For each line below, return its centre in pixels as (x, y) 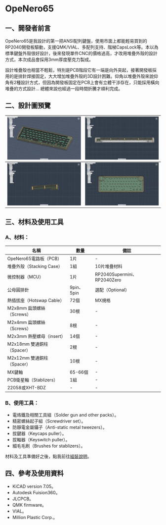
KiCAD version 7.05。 (34, 486)
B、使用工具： (22, 403)
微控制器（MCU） (25, 277)
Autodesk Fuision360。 (36, 492)
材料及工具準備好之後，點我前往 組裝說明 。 (48, 456)
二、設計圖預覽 (28, 106)
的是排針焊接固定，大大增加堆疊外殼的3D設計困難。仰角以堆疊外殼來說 (82, 76)
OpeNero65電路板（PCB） (35, 259)
